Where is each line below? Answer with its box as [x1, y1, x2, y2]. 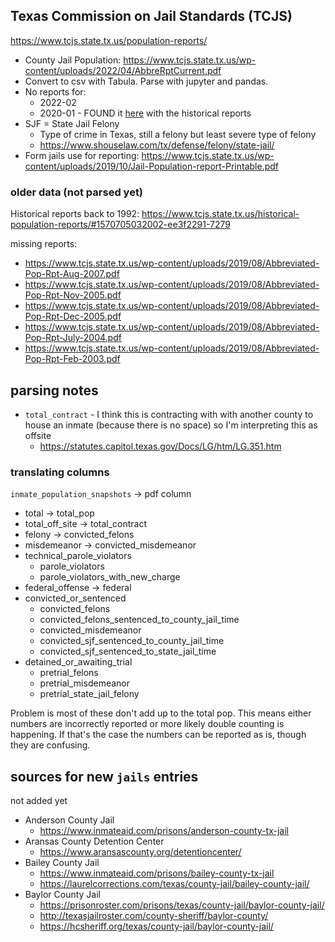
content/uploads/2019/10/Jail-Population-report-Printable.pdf [24, 160, 280, 172]
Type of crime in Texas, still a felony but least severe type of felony [39, 128, 317, 140]
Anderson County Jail [24, 814, 115, 826]
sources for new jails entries [10, 768, 199, 785]
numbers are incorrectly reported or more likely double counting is [10, 718, 285, 730]
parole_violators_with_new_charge [39, 571, 181, 583]
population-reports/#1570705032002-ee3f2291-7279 [10, 219, 231, 231]
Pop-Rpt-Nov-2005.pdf [24, 289, 122, 301]
